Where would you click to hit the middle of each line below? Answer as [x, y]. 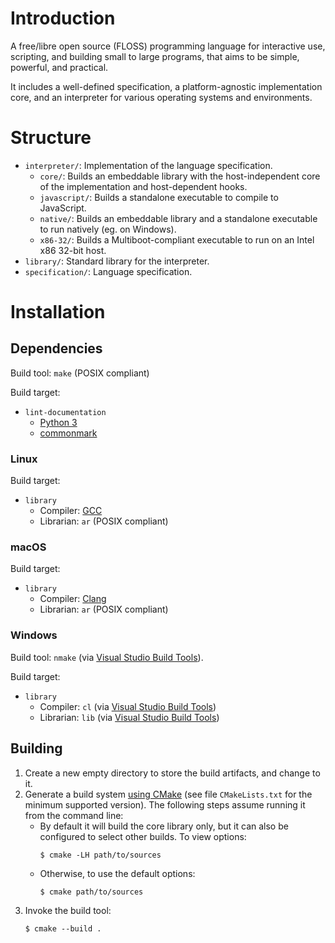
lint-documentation [65, 412]
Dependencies [56, 348]
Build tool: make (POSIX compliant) [80, 373]
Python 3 [58, 422]
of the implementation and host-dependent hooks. [143, 186]
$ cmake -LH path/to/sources [100, 855]
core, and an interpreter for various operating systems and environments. [161, 97]
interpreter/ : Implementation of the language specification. [148, 165]
